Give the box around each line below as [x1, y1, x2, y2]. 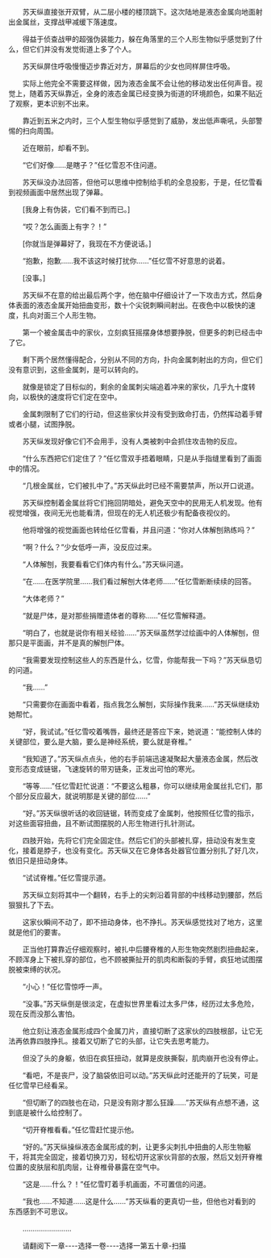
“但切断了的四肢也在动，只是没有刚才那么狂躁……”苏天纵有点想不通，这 [22, 1098, 260, 1107]
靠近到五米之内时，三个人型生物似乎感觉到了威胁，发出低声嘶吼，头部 [22, 116, 256, 125]
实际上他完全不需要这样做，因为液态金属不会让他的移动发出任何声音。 [22, 79, 256, 88]
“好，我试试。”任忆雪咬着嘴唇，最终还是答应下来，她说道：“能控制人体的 [22, 727, 262, 736]
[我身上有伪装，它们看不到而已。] [22, 205, 131, 214]
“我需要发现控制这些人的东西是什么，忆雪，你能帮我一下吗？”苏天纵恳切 [22, 656, 262, 664]
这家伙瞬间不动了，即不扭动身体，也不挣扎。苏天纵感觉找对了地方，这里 [22, 918, 263, 927]
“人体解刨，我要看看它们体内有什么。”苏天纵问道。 [22, 560, 188, 569]
